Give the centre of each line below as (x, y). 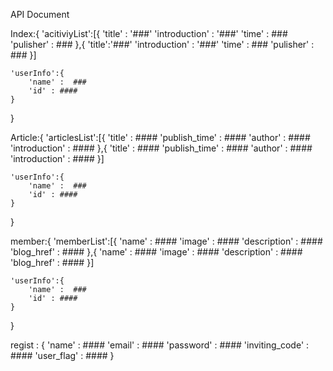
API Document (40, 14)
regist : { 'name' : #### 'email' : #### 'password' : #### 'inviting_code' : (160, 345)
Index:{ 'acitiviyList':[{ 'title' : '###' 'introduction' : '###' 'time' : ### (149, 33)
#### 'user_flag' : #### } (62, 355)
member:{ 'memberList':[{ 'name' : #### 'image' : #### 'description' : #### (166, 241)
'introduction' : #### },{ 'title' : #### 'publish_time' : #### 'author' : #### (161, 148)
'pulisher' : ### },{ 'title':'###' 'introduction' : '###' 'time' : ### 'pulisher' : (162, 44)
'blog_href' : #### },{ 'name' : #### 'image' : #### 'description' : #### (156, 252)
